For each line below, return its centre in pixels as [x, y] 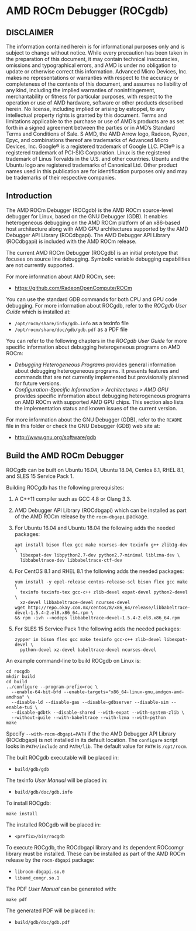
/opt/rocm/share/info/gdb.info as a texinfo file [72, 323]
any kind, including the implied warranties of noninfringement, [81, 90]
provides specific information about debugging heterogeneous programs [102, 396]
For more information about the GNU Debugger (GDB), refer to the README [94, 419]
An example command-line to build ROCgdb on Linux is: [74, 660]
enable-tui [19, 707]
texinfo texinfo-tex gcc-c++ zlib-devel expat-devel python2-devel [104, 592]
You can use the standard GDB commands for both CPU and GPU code [92, 299]
